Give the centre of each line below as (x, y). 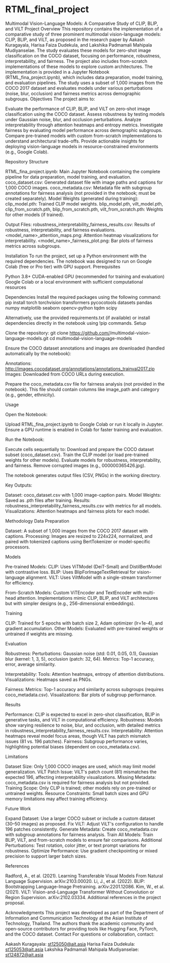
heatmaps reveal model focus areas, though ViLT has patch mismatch (78, 736)
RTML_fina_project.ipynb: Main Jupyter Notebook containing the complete (83, 171)
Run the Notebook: (25, 439)
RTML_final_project (47, 9)
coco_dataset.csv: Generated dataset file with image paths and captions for (84, 182)
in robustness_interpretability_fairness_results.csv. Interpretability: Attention (84, 730)
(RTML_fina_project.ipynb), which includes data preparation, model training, (84, 77)
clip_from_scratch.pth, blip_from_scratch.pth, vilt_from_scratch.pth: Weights (84, 209)
